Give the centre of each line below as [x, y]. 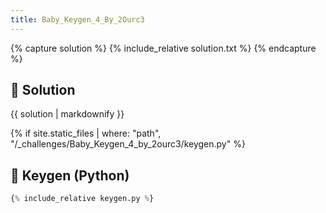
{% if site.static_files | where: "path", [86, 133]
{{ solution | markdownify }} [67, 114]
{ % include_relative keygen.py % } [82, 199]
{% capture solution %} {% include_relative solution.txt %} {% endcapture [163, 48]
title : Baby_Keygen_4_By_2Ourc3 [77, 19]
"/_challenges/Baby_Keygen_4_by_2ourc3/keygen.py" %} [128, 144]
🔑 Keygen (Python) [70, 175]
